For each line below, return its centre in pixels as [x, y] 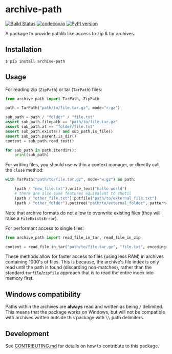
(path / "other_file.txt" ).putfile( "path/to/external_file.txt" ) [86, 198]
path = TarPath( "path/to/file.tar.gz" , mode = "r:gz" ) [63, 108]
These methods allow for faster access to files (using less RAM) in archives [84, 256]
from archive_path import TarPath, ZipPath [52, 99]
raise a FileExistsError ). [32, 218]
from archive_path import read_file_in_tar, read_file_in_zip [73, 237]
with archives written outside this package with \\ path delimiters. [75, 318]
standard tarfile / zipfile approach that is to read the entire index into [80, 273]
